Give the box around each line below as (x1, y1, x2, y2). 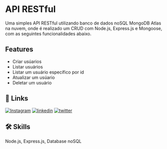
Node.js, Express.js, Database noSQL (5, 138, 82, 144)
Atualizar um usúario (12, 74, 55, 80)
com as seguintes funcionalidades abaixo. (5, 30, 92, 36)
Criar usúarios (12, 58, 42, 64)
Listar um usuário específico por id (12, 69, 84, 75)
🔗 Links (5, 94, 28, 103)
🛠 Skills (5, 122, 31, 131)
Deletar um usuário (12, 79, 52, 85)
